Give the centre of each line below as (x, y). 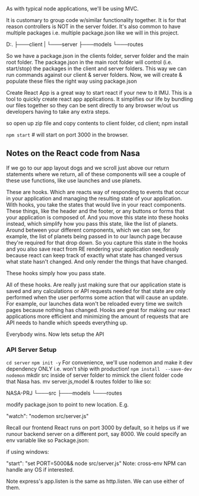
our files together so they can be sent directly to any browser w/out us (92, 105)
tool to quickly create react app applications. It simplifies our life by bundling (99, 99)
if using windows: (28, 452)
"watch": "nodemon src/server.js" (48, 416)
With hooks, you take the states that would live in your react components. (96, 204)
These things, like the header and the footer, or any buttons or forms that (95, 211)
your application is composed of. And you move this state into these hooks (97, 217)
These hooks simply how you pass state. (56, 273)
